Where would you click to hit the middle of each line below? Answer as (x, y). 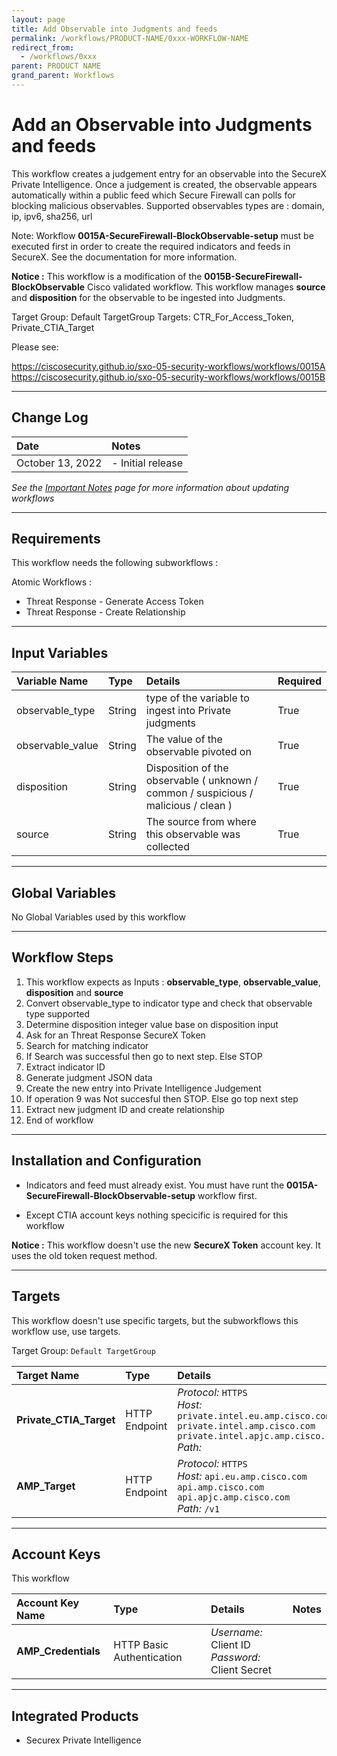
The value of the (184, 739)
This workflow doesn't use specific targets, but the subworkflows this (155, 1320)
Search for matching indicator (87, 1045)
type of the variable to (197, 698)
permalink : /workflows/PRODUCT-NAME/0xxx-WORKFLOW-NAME (130, 38)
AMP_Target (46, 1486)
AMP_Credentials (58, 1651)
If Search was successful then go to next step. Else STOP (144, 1056)
